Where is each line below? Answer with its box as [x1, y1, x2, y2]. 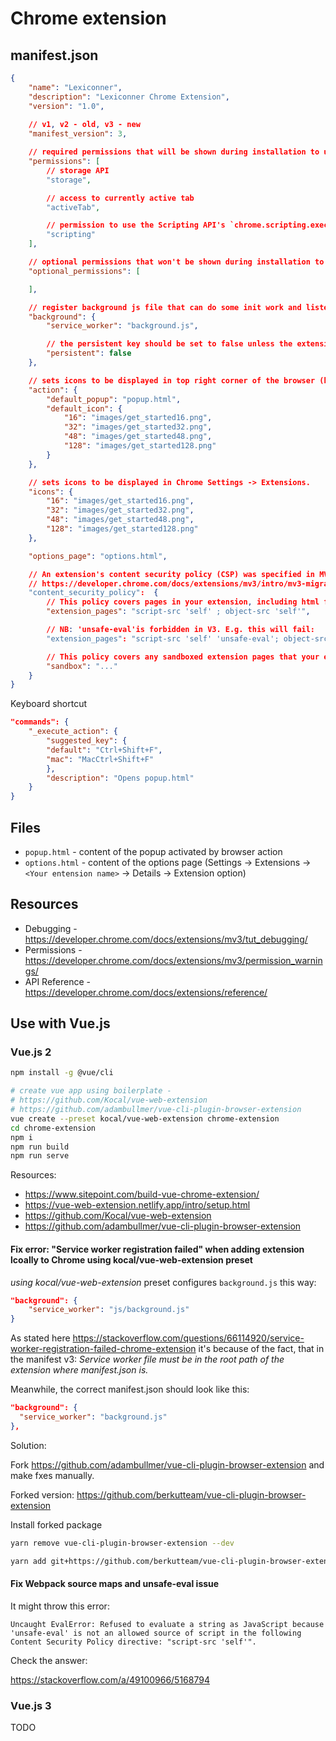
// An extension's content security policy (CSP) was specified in [28, 569, 315, 579]
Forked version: [10, 1488, 75, 1501]
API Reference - [24, 975, 92, 987]
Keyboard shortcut [10, 698, 88, 710]
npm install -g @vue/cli [10, 1068, 114, 1078]
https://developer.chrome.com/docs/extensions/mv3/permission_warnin [24, 954, 323, 966]
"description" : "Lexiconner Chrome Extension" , [28, 92, 230, 102]
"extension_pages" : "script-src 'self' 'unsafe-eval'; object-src [46, 633, 329, 644]
